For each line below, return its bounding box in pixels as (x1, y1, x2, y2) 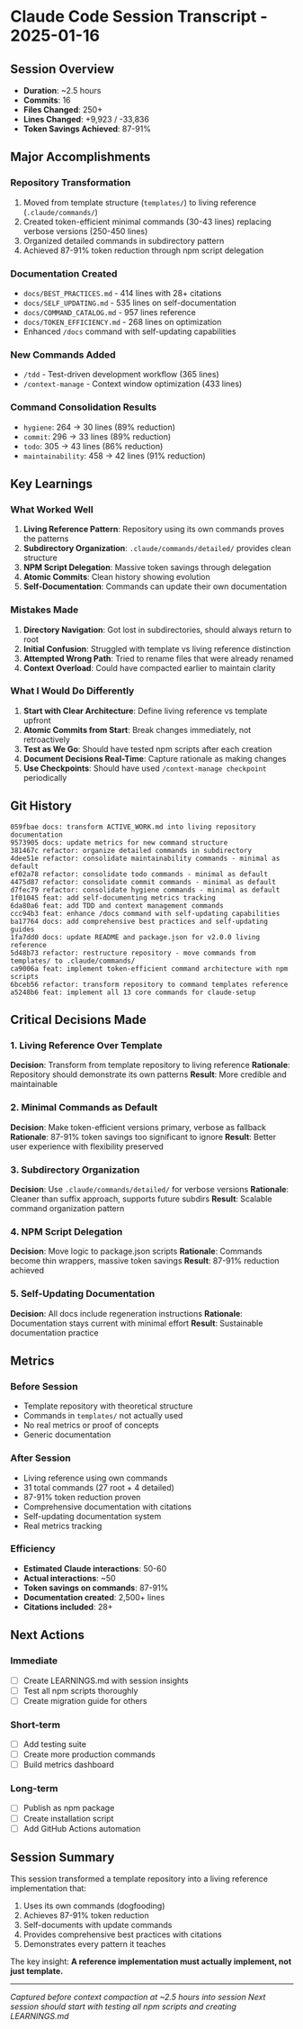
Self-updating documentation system (22, 1510, 162, 1521)
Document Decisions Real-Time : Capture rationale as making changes (22, 753, 287, 764)
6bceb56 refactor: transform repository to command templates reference (10, 980, 289, 989)
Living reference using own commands (22, 1472, 168, 1483)
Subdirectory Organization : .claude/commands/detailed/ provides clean (22, 543, 291, 554)
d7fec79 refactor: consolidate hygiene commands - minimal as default (10, 885, 281, 894)
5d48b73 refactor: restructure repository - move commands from (10, 948, 256, 957)
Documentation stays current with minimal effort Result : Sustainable (10, 1318, 263, 1328)
